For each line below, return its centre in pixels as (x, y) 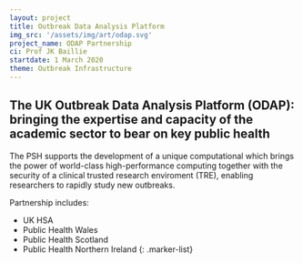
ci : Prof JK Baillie (49, 52)
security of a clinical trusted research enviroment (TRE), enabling (131, 175)
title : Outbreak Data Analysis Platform (87, 26)
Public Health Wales (60, 229)
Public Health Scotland (66, 239)
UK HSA (38, 220)
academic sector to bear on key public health (140, 134)
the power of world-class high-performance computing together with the (146, 166)
